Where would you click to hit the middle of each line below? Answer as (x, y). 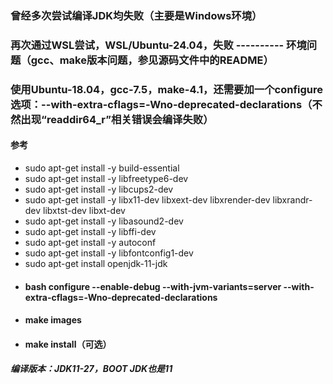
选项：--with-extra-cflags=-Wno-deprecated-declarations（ (161, 104)
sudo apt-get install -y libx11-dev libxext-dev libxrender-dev (147, 199)
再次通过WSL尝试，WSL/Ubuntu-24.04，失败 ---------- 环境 (158, 45)
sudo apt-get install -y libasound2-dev (104, 221)
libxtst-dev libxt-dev (84, 210)
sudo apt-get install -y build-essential (102, 168)
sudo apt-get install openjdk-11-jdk (96, 263)
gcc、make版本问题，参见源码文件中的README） (152, 60)
